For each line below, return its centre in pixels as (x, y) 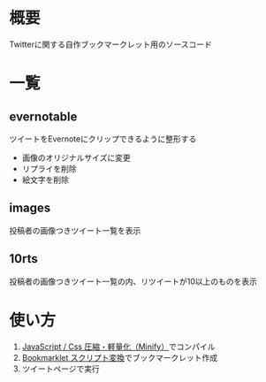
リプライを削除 (49, 168)
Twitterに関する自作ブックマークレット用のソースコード (110, 44)
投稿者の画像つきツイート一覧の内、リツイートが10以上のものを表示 (133, 281)
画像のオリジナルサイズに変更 (76, 157)
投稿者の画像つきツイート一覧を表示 (75, 230)
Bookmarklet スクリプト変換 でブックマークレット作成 (120, 357)
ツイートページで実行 (61, 369)
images (30, 208)
